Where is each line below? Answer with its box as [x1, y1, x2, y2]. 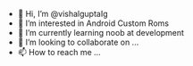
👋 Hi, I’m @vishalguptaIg [17, 9, 108, 19]
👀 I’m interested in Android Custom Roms [17, 18, 170, 29]
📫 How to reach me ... [17, 47, 101, 57]
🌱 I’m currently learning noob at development [17, 28, 185, 37]
